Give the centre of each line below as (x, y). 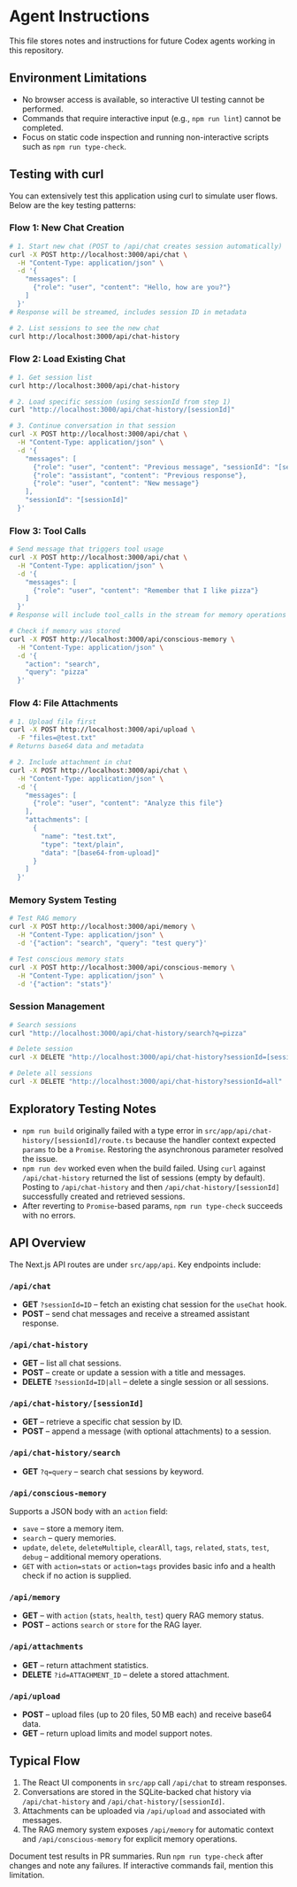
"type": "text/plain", (83, 844)
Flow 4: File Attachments (64, 703)
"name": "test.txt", (79, 836)
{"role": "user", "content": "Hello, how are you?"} (132, 288)
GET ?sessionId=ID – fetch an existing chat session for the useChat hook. (154, 1304)
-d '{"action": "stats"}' (65, 984)
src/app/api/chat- (238, 1131)
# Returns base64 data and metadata (76, 746)
